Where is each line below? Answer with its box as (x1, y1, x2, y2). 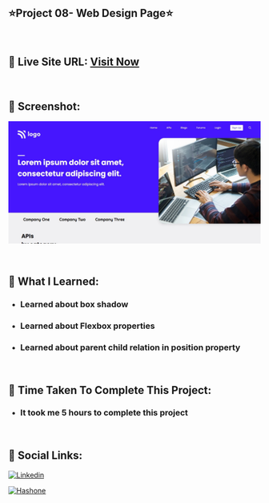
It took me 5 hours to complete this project (19, 408, 188, 419)
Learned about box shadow (19, 298, 129, 310)
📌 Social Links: (8, 448, 82, 463)
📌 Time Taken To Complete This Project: (8, 383, 212, 397)
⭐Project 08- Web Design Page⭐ (8, 6, 174, 20)
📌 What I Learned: (8, 274, 99, 288)
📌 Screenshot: (8, 99, 81, 114)
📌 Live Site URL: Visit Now (8, 55, 140, 69)
